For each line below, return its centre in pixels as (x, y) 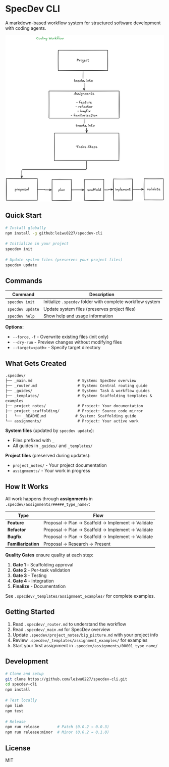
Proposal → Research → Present (77, 544)
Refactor (17, 530)
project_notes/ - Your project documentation (60, 465)
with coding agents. (26, 28)
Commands (24, 281)
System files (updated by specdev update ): (50, 430)
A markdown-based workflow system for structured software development (83, 23)
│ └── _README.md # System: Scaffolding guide (71, 416)
